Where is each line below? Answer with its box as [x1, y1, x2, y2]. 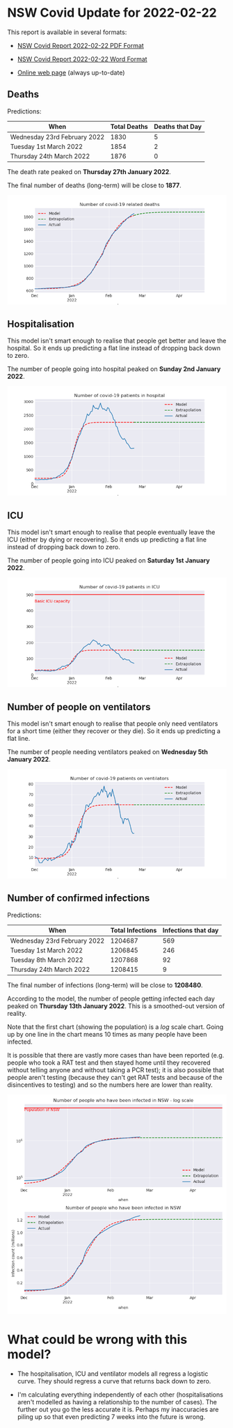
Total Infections [110, 926, 157, 934]
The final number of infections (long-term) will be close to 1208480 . [7, 980, 203, 989]
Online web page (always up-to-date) [17, 68, 125, 77]
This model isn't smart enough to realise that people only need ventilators [7, 719, 218, 728]
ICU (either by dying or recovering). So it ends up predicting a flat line [7, 535, 207, 544]
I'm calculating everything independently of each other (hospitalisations [17, 1390, 224, 1399]
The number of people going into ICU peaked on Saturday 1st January [7, 556, 210, 565]
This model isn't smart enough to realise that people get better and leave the [7, 336, 227, 345]
